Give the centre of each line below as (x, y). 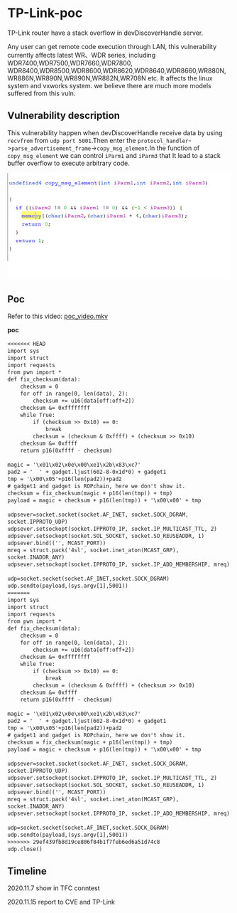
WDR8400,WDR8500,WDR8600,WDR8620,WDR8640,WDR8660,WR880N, (117, 70)
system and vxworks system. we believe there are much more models (109, 85)
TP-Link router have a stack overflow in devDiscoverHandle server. (105, 33)
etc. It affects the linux (180, 78)
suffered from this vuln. (42, 93)
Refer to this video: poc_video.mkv (58, 316)
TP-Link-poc (45, 13)
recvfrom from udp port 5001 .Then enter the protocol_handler (98, 140)
